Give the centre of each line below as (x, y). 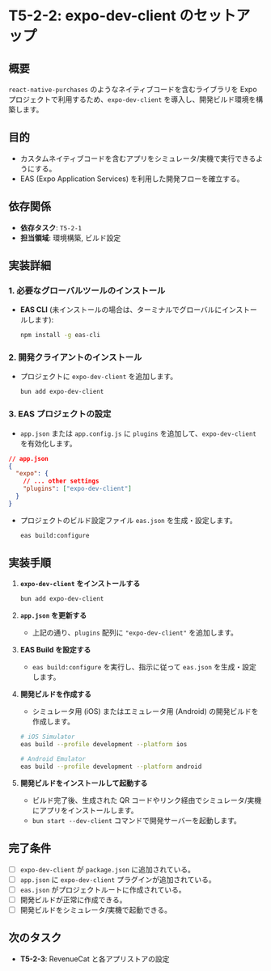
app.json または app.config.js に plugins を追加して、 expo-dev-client (138, 433)
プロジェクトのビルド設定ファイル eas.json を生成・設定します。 (128, 520)
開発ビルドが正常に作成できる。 (73, 899)
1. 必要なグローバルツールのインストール (87, 290)
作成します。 (53, 722)
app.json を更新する (53, 615)
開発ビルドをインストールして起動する (84, 783)
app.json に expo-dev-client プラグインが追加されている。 (118, 879)
